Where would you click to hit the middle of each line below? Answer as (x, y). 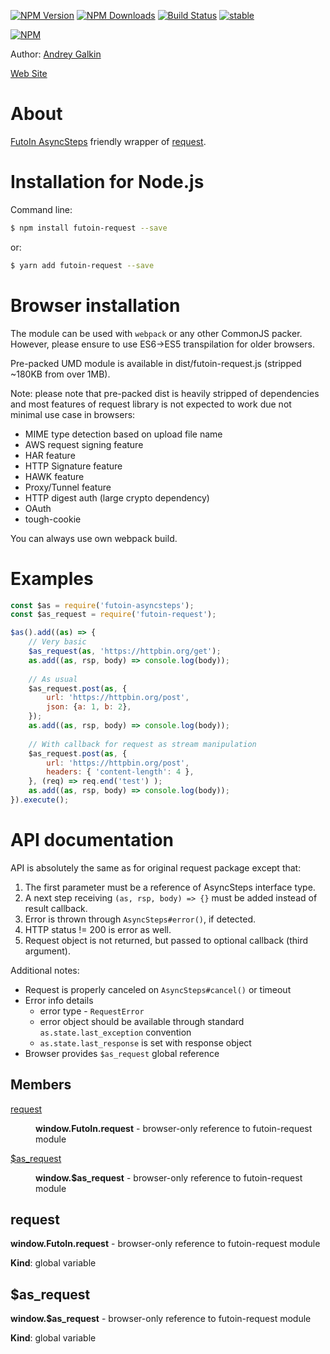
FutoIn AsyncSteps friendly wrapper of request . (108, 141)
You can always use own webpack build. (94, 538)
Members (41, 1085)
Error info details (59, 1000)
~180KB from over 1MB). (60, 374)
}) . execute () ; (40, 800)
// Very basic (57, 642)
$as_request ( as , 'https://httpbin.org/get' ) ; (125, 651)
